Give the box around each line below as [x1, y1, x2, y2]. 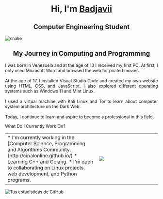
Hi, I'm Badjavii [50, 3, 113, 15]
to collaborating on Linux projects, [7, 164, 85, 171]
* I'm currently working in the [7, 134, 75, 141]
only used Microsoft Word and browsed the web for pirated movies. [5, 67, 140, 73]
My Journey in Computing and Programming [13, 49, 150, 58]
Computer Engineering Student [33, 23, 130, 31]
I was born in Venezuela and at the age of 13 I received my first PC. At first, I [5, 62, 158, 68]
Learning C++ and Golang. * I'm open [7, 158, 94, 165]
